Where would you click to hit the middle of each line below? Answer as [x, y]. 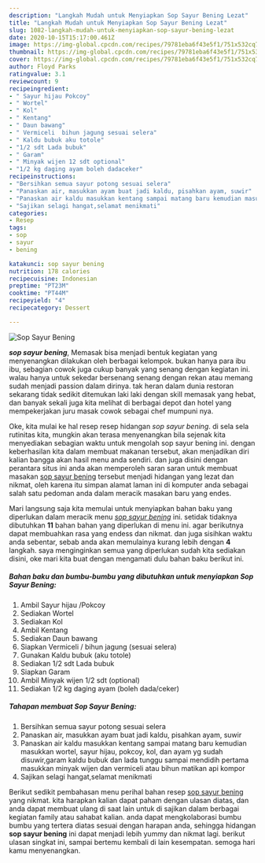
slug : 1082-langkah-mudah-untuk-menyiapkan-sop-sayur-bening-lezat [122, 30]
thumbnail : [27, 52]
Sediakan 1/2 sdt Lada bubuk [67, 663]
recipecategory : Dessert [50, 308]
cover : [20, 60]
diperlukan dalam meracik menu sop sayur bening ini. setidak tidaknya [123, 517]
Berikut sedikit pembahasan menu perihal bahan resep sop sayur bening [126, 791]
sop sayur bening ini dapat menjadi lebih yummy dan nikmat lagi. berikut [127, 833]
